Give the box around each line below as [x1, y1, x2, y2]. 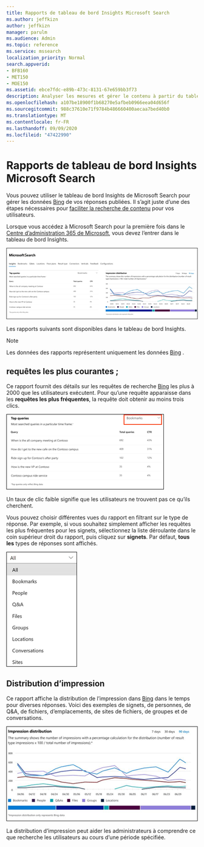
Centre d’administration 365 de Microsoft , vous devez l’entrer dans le [6, 229, 179, 237]
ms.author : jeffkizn [6, 16, 59, 23]
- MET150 [6, 74, 29, 80]
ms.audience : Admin [6, 35, 56, 42]
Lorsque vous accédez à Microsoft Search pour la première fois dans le [6, 223, 185, 231]
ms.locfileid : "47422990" [6, 131, 72, 138]
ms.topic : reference [6, 42, 59, 48]
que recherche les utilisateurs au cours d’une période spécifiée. [6, 834, 166, 841]
